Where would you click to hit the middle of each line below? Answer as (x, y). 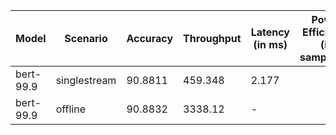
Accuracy (150, 38)
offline (71, 109)
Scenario (86, 38)
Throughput (212, 38)
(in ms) (270, 44)
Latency (270, 32)
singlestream (86, 80)
